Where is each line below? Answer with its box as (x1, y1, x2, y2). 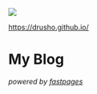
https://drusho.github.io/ (8, 22, 90, 32)
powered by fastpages (8, 76, 83, 86)
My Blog (8, 50, 64, 69)
